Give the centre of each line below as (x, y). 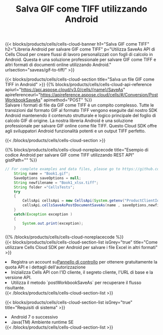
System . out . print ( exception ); (53, 223)
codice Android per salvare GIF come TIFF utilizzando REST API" (70, 155)
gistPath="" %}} (21, 160)
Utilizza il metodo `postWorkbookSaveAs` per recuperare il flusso (76, 282)
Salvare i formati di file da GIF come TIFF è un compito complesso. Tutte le (80, 105)
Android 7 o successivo (35, 317)
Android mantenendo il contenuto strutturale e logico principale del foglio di (81, 116)
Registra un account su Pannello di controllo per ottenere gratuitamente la (84, 262)
